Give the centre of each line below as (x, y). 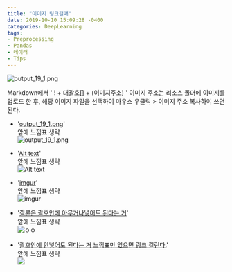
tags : (15, 33)
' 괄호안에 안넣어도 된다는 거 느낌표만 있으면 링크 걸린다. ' (92, 245)
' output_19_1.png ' (41, 124)
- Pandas (20, 46)
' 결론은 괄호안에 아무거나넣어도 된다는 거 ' (73, 212)
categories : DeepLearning (44, 26)
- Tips (17, 59)
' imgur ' (27, 182)
